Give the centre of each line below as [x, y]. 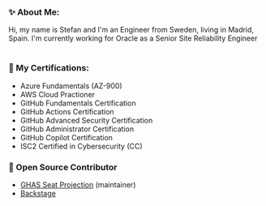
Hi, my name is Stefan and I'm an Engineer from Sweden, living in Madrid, [131, 30]
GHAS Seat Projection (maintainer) [78, 184]
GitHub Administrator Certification [77, 129]
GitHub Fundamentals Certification [78, 103]
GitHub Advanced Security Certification [86, 120]
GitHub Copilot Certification [66, 137]
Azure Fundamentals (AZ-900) [71, 86]
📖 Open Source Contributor [63, 167]
